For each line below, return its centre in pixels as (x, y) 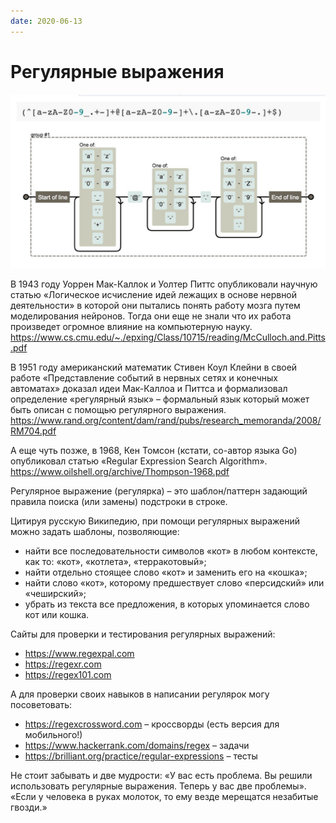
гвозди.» (29, 807)
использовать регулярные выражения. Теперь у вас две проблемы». (158, 786)
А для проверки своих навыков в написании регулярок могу (140, 694)
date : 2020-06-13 (46, 21)
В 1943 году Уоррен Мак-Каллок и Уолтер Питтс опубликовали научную (164, 284)
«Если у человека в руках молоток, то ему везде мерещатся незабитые (164, 797)
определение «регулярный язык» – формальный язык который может (160, 399)
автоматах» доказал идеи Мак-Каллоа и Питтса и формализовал (149, 389)
